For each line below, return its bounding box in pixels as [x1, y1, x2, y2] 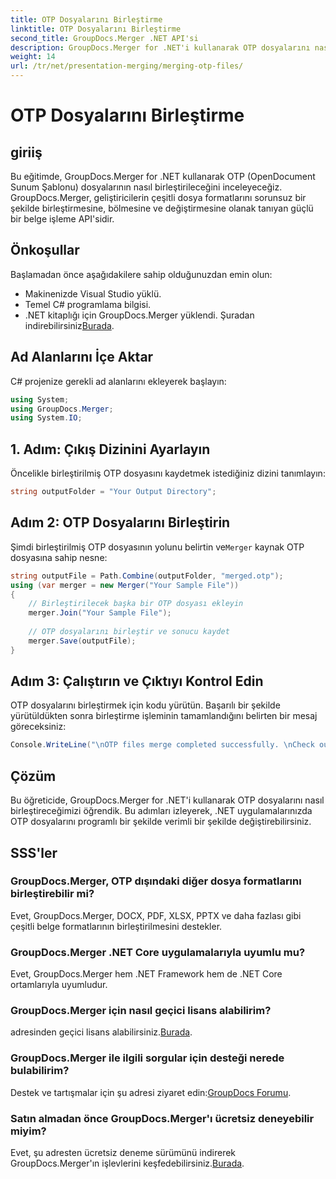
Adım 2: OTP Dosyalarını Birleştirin [10, 514, 231, 531]
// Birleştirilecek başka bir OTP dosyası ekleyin [28, 599, 244, 609]
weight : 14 [10, 52, 56, 62]
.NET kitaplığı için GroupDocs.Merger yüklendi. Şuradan [24, 309, 255, 321]
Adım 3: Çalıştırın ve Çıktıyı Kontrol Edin [10, 673, 264, 690]
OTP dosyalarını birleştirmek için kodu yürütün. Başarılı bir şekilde [10, 699, 281, 711]
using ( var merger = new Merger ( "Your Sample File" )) [10, 580, 240, 590]
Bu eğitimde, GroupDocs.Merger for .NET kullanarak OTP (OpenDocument [10, 171, 316, 182]
